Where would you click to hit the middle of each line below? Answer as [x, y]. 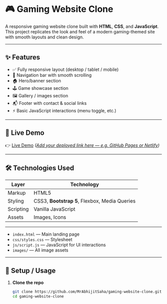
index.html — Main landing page [46, 234]
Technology [85, 185]
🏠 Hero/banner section [37, 80]
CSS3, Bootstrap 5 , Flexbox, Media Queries [84, 201]
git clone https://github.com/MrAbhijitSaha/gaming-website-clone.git [87, 292]
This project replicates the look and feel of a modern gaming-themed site [80, 31]
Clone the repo [28, 283]
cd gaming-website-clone [38, 297]
